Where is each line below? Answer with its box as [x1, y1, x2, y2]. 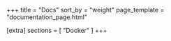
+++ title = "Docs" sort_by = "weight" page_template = [6, 6, 165, 14]
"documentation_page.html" [6, 13, 88, 21]
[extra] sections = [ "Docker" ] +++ [6, 27, 107, 34]
